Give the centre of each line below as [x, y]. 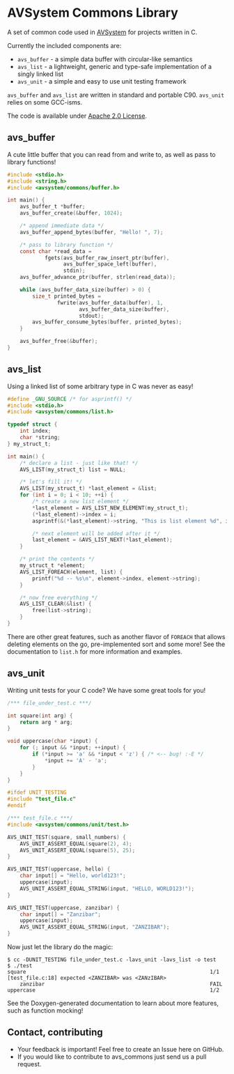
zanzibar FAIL [121, 984]
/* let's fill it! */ [51, 482]
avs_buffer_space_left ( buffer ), [110, 264]
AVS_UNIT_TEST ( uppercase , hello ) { [59, 869]
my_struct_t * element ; [53, 566]
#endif [17, 806]
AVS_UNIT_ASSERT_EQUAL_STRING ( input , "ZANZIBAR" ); [95, 927]
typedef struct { [32, 424]
